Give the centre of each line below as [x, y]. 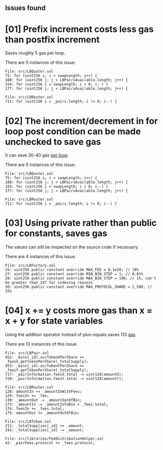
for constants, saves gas [56, 233]
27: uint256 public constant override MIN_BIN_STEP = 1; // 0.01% [74, 274]
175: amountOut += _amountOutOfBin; [42, 413]
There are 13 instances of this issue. [41, 344]
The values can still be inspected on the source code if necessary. [72, 247]
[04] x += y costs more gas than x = [79, 311]
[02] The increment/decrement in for [81, 121]
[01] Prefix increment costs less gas [80, 29]
